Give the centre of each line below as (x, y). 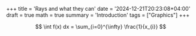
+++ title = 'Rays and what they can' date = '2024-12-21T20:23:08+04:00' (98, 9)
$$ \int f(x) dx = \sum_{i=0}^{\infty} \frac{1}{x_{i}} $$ (101, 27)
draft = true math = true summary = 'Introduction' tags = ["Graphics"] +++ (98, 15)
